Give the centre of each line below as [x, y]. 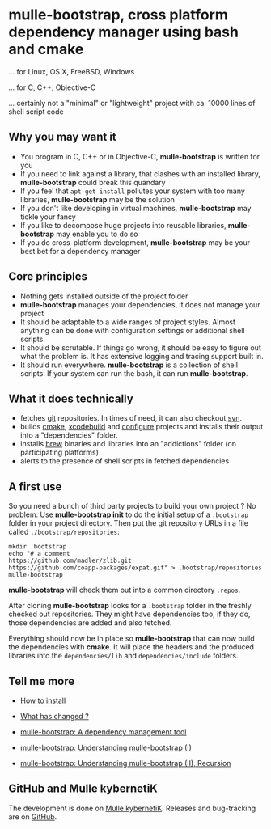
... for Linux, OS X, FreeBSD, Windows [72, 71]
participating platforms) [59, 453]
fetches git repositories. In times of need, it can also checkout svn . [131, 418]
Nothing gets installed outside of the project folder [104, 296]
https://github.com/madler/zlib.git [70, 561]
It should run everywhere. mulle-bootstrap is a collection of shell [129, 365]
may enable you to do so [97, 234]
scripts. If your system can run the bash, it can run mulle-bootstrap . [134, 373]
